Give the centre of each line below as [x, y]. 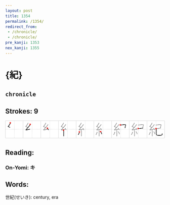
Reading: [20, 152]
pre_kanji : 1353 [22, 43]
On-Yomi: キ [20, 168]
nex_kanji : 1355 [22, 48]
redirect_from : [21, 27]
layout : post [19, 11]
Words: [17, 184]
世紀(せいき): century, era [32, 197]
